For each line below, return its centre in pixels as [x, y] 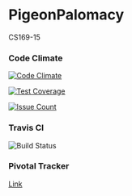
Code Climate [36, 58]
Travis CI [26, 128]
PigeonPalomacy [66, 15]
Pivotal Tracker [39, 166]
